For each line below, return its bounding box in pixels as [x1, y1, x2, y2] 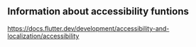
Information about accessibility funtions [7, 6, 190, 18]
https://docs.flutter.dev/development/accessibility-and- [7, 24, 170, 32]
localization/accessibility [7, 32, 80, 40]
